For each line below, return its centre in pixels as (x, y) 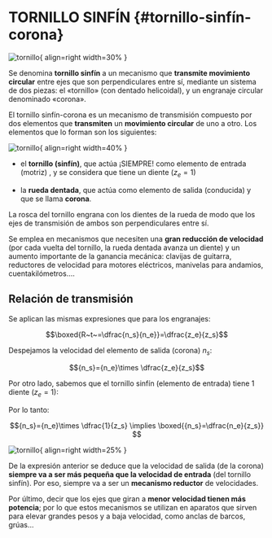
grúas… (21, 525)
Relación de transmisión (71, 299)
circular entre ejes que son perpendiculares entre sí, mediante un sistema (132, 81)
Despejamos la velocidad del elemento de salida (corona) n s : (110, 351)
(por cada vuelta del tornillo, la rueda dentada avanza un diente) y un (124, 247)
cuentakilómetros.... (42, 273)
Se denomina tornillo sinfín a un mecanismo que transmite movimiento (129, 72)
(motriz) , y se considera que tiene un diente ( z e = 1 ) (108, 173)
